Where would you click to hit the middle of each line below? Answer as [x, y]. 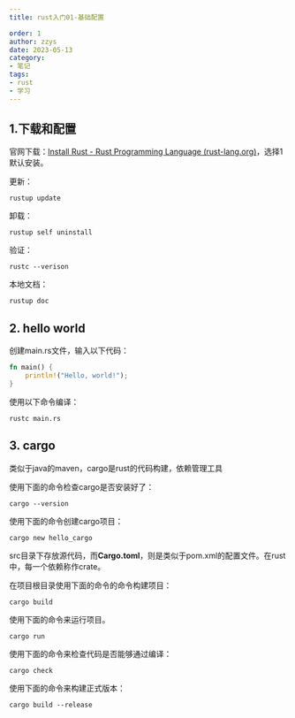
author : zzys [33, 42]
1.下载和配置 [43, 129]
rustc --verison [39, 267]
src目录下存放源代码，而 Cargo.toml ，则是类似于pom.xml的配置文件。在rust [147, 555]
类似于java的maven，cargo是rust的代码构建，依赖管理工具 [116, 468]
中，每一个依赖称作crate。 [57, 566]
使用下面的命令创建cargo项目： [66, 521]
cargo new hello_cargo [51, 538]
